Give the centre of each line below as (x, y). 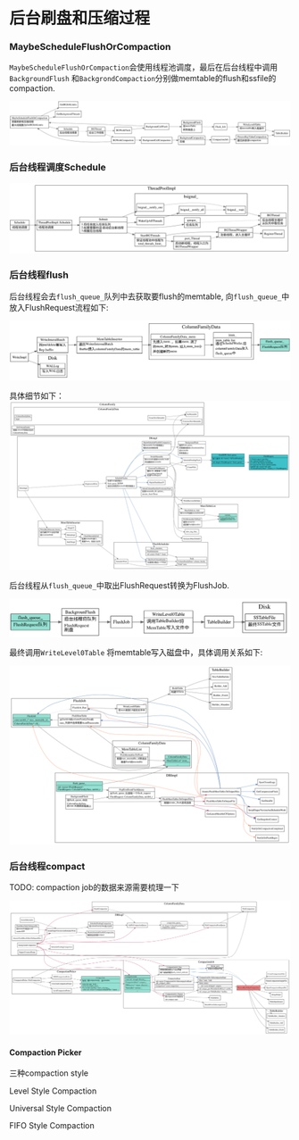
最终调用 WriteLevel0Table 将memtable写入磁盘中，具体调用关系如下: (136, 653)
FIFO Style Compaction (52, 1126)
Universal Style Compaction (61, 1109)
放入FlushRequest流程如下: (59, 307)
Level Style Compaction (53, 1091)
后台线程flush (39, 275)
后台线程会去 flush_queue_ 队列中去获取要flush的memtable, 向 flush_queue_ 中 (149, 296)
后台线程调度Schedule (58, 168)
